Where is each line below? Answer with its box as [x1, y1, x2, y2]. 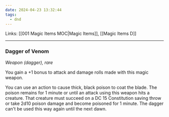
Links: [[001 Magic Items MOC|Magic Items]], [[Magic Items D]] [5, 31, 137, 37]
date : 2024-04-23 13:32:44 [5, 7, 62, 13]
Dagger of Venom [5, 48, 49, 55]
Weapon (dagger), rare [5, 59, 53, 66]
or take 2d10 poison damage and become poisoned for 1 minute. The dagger [5, 100, 164, 106]
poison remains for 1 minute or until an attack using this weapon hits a [5, 89, 150, 96]
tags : [5, 12, 17, 17]
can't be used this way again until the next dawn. [5, 105, 107, 111]
